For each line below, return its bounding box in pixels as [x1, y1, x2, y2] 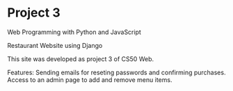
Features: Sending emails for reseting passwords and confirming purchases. [7, 68, 226, 76]
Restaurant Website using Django [7, 41, 103, 49]
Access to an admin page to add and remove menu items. [7, 75, 172, 84]
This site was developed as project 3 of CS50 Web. [7, 54, 154, 63]
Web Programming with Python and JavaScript [7, 28, 141, 36]
